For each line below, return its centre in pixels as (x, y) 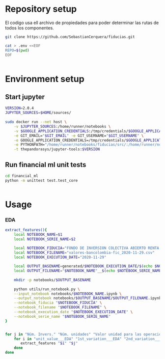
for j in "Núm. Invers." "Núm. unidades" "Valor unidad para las (73, 334)
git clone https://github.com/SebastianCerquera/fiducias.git (70, 37)
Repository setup (41, 9)
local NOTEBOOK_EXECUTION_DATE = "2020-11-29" (60, 257)
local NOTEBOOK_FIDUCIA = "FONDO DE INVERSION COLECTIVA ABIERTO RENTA (87, 248)
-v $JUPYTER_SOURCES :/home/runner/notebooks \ (62, 126)
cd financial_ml (22, 176)
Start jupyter (25, 97)
